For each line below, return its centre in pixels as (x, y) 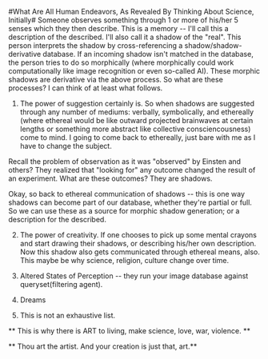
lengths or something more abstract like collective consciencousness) (135, 129)
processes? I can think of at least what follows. (86, 88)
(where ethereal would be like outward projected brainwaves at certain (136, 120)
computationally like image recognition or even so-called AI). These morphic (134, 71)
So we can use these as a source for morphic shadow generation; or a (124, 211)
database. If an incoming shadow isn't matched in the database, (148, 54)
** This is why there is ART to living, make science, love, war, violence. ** (129, 331)
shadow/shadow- (213, 46)
